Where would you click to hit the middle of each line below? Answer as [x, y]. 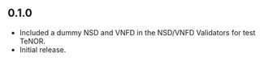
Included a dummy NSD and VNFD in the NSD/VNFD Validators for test [137, 32]
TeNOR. [32, 41]
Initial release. [43, 49]
